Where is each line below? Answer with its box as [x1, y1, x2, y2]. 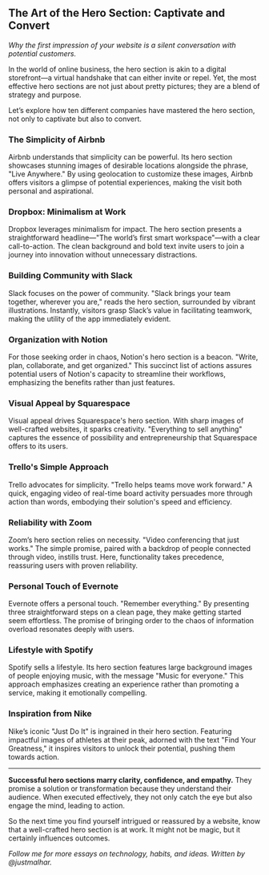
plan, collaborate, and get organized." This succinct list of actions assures [8, 361, 252, 370]
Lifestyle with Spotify [8, 645, 94, 656]
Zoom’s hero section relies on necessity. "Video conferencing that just [8, 535, 240, 545]
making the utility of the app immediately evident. [8, 314, 171, 323]
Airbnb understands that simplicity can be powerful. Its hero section [8, 152, 233, 162]
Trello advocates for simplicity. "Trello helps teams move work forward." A [8, 480, 253, 489]
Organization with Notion [8, 334, 108, 345]
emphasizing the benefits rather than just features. [8, 378, 175, 387]
